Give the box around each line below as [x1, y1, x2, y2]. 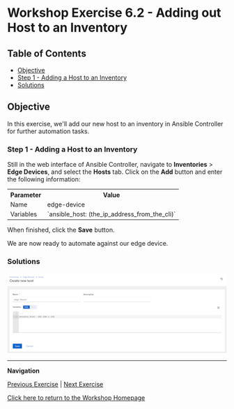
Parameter [10, 191, 42, 199]
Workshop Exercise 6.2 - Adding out [7, 5, 221, 21]
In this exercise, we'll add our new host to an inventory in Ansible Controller [7, 119, 224, 128]
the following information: [7, 175, 81, 184]
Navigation [7, 366, 40, 375]
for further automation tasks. [7, 127, 90, 135]
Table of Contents [7, 47, 87, 59]
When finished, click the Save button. [7, 225, 115, 234]
